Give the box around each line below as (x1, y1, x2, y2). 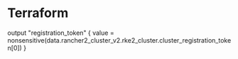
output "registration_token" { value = (7, 28, 115, 37)
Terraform (7, 5, 69, 21)
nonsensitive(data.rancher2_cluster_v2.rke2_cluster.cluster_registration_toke (7, 36, 232, 44)
